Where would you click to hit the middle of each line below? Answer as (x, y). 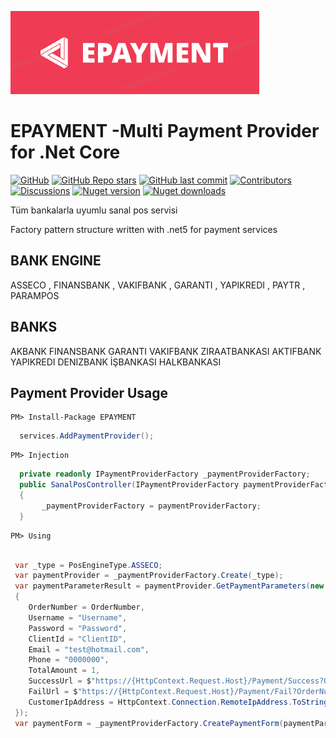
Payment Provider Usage (89, 392)
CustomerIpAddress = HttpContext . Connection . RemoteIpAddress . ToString (178, 702)
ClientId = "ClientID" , (78, 639)
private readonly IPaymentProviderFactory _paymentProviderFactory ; (165, 474)
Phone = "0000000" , (69, 660)
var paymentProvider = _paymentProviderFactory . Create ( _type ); (149, 576)
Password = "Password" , (78, 628)
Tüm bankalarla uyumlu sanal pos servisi (94, 210)
